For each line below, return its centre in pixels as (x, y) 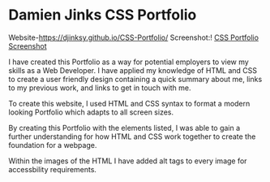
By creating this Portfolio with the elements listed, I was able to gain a (124, 128)
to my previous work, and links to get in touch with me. (100, 88)
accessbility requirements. (53, 169)
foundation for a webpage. (53, 145)
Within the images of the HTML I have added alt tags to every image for (128, 161)
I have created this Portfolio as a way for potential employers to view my (129, 62)
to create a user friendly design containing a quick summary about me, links (135, 79)
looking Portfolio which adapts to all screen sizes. (91, 112)
